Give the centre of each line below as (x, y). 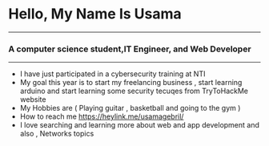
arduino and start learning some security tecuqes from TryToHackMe (134, 91)
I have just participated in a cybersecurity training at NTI (112, 74)
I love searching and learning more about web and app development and (140, 125)
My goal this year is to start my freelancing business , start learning (131, 83)
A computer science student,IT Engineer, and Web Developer (130, 49)
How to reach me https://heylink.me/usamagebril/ (102, 116)
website (33, 99)
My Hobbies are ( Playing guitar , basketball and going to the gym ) (130, 108)
